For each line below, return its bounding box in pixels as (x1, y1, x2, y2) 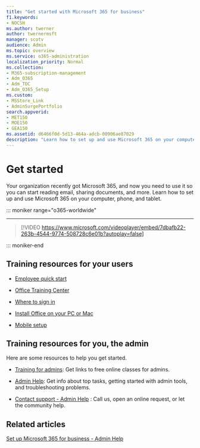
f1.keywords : (6, 14, 39, 20)
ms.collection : (6, 64, 44, 71)
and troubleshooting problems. (14, 384, 90, 391)
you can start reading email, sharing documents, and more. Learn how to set (6, 188, 194, 196)
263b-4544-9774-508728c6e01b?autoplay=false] (20, 230, 144, 237)
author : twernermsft (6, 31, 58, 37)
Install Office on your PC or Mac (14, 309, 93, 317)
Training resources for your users (6, 259, 133, 269)
